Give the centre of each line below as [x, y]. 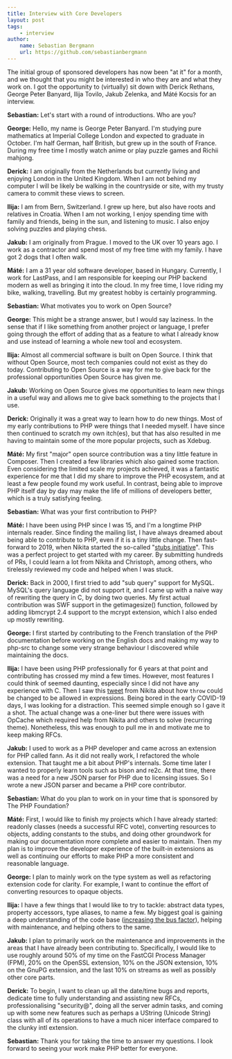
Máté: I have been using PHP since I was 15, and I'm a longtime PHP [105, 525]
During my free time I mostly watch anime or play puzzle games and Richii [113, 150]
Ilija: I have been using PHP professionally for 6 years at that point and [108, 668]
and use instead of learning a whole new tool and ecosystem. [95, 341]
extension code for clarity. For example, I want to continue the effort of [108, 884]
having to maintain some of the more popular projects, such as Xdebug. [109, 440]
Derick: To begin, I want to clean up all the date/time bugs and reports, [108, 990]
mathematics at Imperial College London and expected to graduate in [106, 135]
